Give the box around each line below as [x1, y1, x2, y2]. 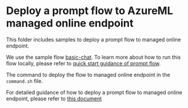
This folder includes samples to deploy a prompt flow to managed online [6, 36, 181, 43]
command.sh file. [6, 77, 43, 85]
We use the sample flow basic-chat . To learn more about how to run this [6, 53, 181, 60]
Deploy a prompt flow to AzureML [6, 4, 173, 18]
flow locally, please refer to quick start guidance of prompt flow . [6, 60, 161, 67]
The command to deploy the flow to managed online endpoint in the [6, 71, 170, 78]
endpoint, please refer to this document [6, 95, 102, 102]
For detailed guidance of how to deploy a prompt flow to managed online [6, 89, 183, 96]
